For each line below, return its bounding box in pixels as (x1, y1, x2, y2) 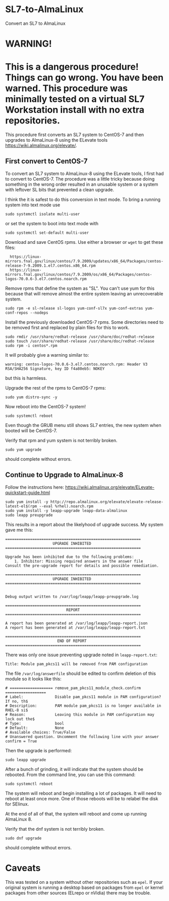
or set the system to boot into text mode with (5, 220, 98, 226)
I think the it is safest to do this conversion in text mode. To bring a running (5, 196, 160, 202)
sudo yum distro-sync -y (5, 395, 58, 400)
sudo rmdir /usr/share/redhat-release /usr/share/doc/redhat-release (5, 334, 155, 339)
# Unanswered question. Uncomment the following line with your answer (5, 734, 159, 739)
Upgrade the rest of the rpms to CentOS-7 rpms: (5, 384, 106, 391)
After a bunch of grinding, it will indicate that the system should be (5, 766, 144, 772)
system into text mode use (5, 201, 61, 208)
